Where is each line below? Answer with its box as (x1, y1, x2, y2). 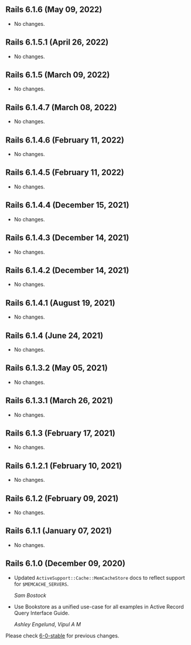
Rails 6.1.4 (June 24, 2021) (5, 330, 104, 340)
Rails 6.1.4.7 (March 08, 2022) (5, 102, 117, 112)
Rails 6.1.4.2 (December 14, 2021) (5, 265, 129, 275)
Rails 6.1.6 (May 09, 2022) (5, 5, 103, 15)
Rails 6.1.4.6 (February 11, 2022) (5, 135, 124, 145)
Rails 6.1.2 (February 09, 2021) (5, 493, 119, 504)
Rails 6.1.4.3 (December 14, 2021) (5, 233, 129, 243)
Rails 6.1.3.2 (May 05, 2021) (5, 363, 108, 373)
